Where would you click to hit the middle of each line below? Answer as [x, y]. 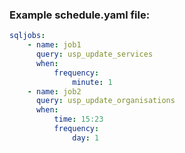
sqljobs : [27, 36]
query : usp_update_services [94, 54]
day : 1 [86, 138]
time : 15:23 [78, 119]
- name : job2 [54, 91]
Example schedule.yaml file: [80, 15]
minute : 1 [92, 82]
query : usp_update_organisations [105, 101]
